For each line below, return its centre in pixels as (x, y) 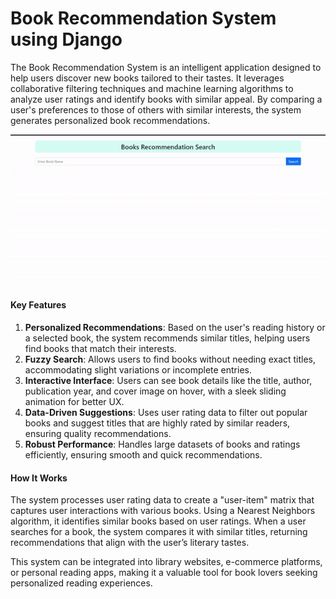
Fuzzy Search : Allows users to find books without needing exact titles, (170, 359)
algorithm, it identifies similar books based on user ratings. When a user (158, 521)
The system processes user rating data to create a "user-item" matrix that (162, 500)
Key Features (38, 305)
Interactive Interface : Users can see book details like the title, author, (168, 381)
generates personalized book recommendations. (110, 120)
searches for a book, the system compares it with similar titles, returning (159, 532)
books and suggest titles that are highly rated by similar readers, (157, 423)
